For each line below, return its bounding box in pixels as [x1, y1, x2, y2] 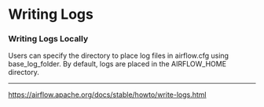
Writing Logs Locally [8, 34, 89, 45]
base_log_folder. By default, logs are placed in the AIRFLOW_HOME [8, 59, 226, 69]
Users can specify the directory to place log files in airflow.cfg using [8, 51, 229, 60]
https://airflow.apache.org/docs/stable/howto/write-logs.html [8, 90, 207, 99]
